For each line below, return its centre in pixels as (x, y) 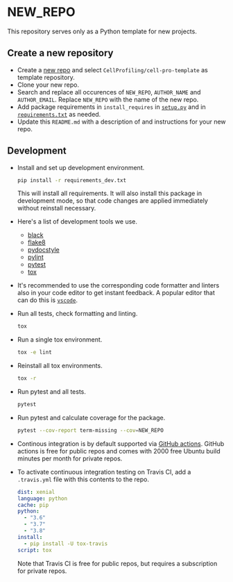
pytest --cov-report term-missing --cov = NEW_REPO (90, 430)
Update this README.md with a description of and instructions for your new (122, 122)
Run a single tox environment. (60, 340)
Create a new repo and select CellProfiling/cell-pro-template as (112, 69)
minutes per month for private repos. (70, 458)
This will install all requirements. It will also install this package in (110, 193)
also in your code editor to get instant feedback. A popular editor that (116, 293)
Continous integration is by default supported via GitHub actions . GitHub (121, 443)
